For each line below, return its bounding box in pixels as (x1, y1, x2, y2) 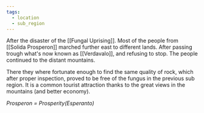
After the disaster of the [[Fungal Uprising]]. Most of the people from (6, 37, 178, 45)
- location (12, 15, 40, 21)
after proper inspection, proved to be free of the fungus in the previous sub (6, 75, 195, 82)
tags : (6, 9, 20, 15)
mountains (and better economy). (6, 88, 90, 95)
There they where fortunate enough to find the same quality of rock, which (6, 68, 194, 76)
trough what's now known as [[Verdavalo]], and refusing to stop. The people (6, 50, 198, 57)
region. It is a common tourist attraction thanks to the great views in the (6, 81, 186, 89)
